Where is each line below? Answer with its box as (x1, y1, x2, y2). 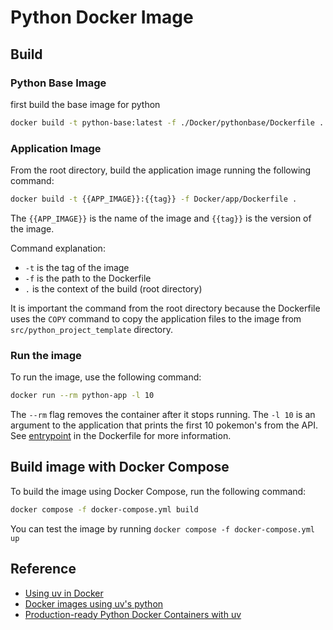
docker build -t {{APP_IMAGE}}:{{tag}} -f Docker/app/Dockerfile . (10, 194, 298, 205)
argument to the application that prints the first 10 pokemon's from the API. (10, 419, 319, 431)
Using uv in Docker (24, 587, 104, 599)
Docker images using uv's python (24, 597, 164, 610)
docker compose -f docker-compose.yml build (10, 504, 199, 515)
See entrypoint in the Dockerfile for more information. (10, 430, 232, 442)
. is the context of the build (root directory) (24, 282, 203, 295)
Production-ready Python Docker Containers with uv (24, 608, 242, 620)
